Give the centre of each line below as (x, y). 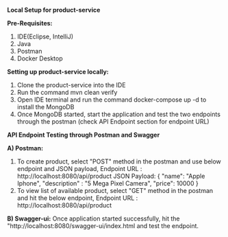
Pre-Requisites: (30, 23)
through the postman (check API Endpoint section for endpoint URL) (113, 122)
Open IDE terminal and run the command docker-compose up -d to (112, 100)
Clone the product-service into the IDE (71, 85)
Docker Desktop (40, 58)
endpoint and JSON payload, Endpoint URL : (79, 169)
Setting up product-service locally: (58, 72)
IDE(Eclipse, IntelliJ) (45, 36)
